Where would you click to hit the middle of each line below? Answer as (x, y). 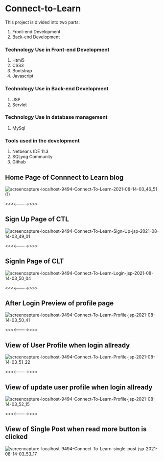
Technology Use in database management (56, 117)
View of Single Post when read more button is (76, 429)
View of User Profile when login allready (68, 345)
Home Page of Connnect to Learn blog (64, 177)
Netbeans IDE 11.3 (30, 151)
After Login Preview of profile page (59, 303)
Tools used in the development (42, 140)
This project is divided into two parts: (42, 22)
